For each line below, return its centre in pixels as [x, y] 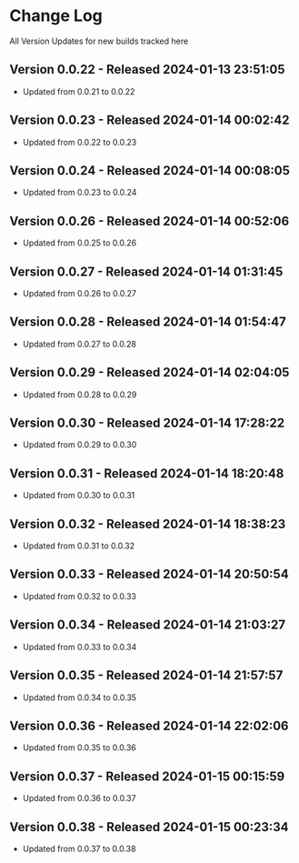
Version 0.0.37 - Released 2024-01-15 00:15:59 [147, 776]
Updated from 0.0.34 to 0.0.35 [80, 697]
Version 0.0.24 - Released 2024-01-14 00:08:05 [150, 171]
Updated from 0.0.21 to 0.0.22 [79, 91]
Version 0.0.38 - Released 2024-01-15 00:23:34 [149, 827]
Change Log [56, 16]
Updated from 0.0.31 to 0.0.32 [78, 546]
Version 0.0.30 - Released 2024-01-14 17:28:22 [147, 423]
